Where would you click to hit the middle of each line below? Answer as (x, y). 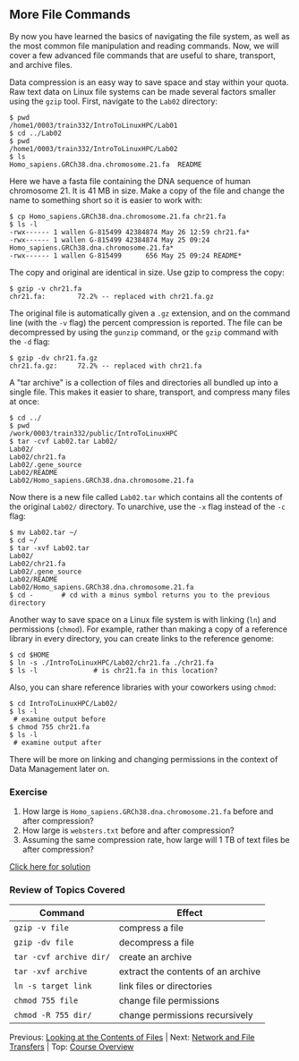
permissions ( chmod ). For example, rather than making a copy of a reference (149, 629)
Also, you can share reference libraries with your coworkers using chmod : (143, 687)
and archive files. (41, 64)
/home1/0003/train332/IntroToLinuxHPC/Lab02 (94, 149)
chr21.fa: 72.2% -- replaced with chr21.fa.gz (112, 296)
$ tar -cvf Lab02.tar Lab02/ (64, 441)
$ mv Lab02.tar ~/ (43, 532)
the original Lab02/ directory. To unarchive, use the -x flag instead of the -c (148, 506)
